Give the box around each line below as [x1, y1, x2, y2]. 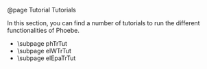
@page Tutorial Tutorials [7, 6, 77, 14]
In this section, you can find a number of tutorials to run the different [7, 19, 200, 27]
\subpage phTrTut [16, 40, 67, 47]
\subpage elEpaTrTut [16, 54, 76, 62]
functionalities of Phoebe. [7, 27, 80, 34]
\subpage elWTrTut [16, 47, 72, 55]
